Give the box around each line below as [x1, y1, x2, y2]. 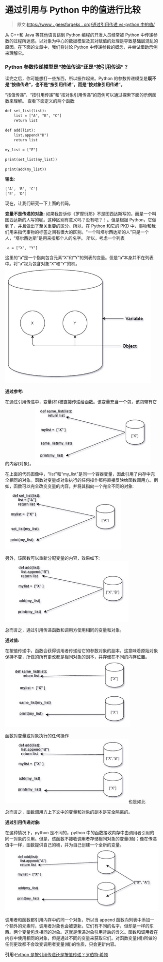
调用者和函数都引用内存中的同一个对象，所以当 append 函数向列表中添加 [5, 917, 150, 923]
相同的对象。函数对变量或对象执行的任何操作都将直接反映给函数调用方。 [9, 477, 154, 483]
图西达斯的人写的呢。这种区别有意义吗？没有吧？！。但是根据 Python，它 [5, 217, 152, 223]
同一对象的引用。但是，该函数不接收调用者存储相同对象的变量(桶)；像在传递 [5, 836, 157, 842]
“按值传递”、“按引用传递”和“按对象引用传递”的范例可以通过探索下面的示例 [5, 92, 152, 98]
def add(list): [5, 128, 36, 133]
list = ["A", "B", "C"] [14, 113, 62, 118]
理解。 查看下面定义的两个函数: [13, 98, 76, 104]
